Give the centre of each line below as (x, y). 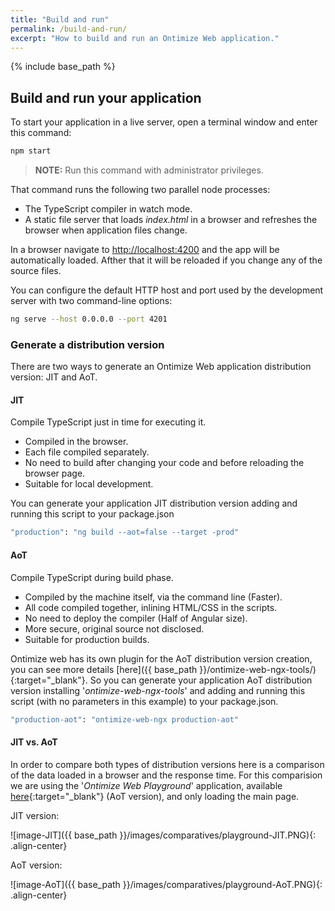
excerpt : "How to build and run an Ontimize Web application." (145, 38)
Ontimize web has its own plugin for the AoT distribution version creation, (161, 658)
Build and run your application (106, 97)
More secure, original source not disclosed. (114, 628)
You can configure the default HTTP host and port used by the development (167, 290)
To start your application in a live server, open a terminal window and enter (164, 122)
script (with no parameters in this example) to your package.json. (144, 701)
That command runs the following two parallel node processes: (140, 190)
